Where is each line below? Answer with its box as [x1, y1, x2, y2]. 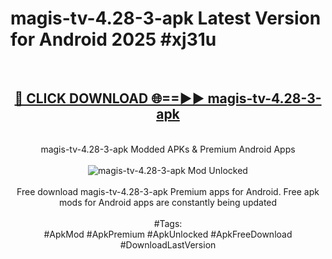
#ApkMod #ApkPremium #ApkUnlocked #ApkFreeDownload [43, 228, 293, 240]
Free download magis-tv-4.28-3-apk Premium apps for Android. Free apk [16, 185, 320, 197]
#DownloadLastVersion [119, 238, 217, 251]
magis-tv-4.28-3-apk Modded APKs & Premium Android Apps [40, 143, 296, 155]
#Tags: [153, 217, 183, 229]
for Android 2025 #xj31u [10, 28, 217, 51]
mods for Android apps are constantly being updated [58, 196, 278, 208]
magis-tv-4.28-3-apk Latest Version [10, 7, 322, 30]
